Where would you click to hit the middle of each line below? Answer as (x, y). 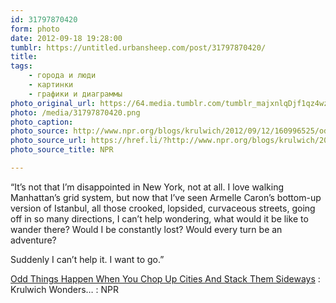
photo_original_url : (53, 103)
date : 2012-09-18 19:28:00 (66, 38)
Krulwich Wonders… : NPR (65, 289)
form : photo (35, 29)
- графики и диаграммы (75, 94)
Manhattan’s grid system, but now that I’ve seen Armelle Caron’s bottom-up (166, 197)
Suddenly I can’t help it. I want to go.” (87, 259)
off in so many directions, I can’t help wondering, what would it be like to (159, 218)
